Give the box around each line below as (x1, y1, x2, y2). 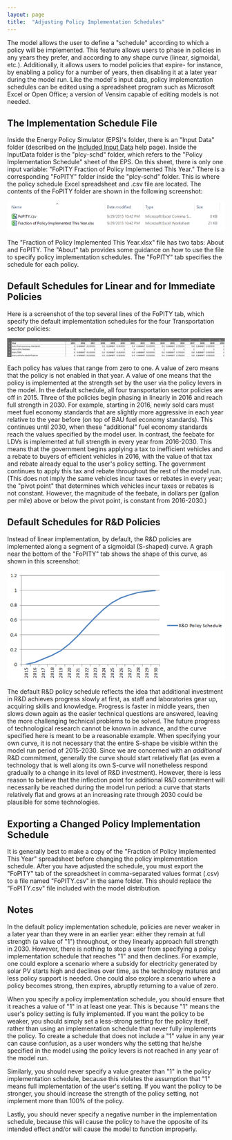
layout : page (7, 11, 45, 18)
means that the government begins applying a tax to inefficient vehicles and (7, 445, 223, 453)
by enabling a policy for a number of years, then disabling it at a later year (7, 68, 217, 76)
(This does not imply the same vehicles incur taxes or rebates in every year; (7, 475, 223, 482)
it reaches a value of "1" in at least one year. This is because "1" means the (7, 1002, 220, 1010)
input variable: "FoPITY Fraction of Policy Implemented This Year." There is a (7, 165, 225, 173)
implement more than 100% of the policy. (7, 1096, 124, 1105)
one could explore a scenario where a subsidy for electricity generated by (7, 959, 217, 967)
